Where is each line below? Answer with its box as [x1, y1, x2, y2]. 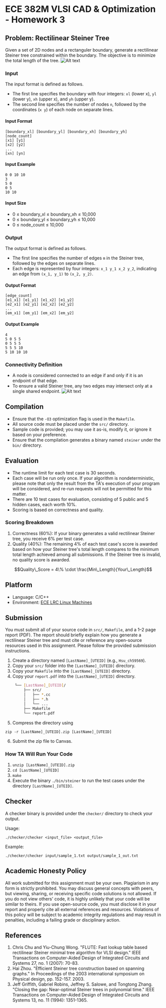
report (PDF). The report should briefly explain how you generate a [5, 632, 142, 638]
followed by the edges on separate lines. [12, 260, 96, 266]
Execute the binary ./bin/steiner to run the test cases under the [12, 777, 145, 783]
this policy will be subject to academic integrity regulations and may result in [5, 912, 161, 918]
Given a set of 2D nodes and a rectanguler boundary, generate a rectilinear [5, 47, 159, 53]
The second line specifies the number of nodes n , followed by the [12, 101, 146, 107]
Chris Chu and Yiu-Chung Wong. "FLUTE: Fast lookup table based [12, 944, 148, 950]
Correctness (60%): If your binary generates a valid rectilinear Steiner [12, 530, 155, 536]
